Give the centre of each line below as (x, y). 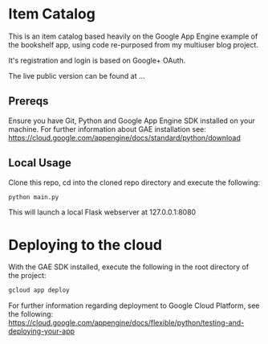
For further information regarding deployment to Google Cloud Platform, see (134, 305)
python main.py (34, 197)
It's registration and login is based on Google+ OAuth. (97, 60)
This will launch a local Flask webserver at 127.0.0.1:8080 (102, 212)
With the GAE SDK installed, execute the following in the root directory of (129, 267)
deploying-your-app (41, 331)
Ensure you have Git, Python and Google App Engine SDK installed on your (132, 121)
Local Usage (40, 163)
